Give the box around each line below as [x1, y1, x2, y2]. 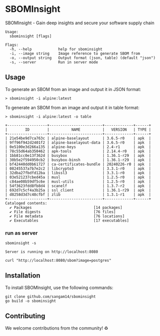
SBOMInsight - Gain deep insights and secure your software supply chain [5, 20, 155, 26]
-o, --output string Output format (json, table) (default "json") [9, 55, 156, 60]
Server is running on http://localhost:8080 [5, 249, 98, 254]
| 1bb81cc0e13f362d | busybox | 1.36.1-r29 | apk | [5, 153, 152, 158]
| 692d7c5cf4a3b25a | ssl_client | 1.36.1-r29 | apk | [5, 188, 152, 192]
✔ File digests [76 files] [9, 209, 116, 214]
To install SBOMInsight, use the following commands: [5, 285, 114, 290]
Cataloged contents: [5, 200, 48, 206]
